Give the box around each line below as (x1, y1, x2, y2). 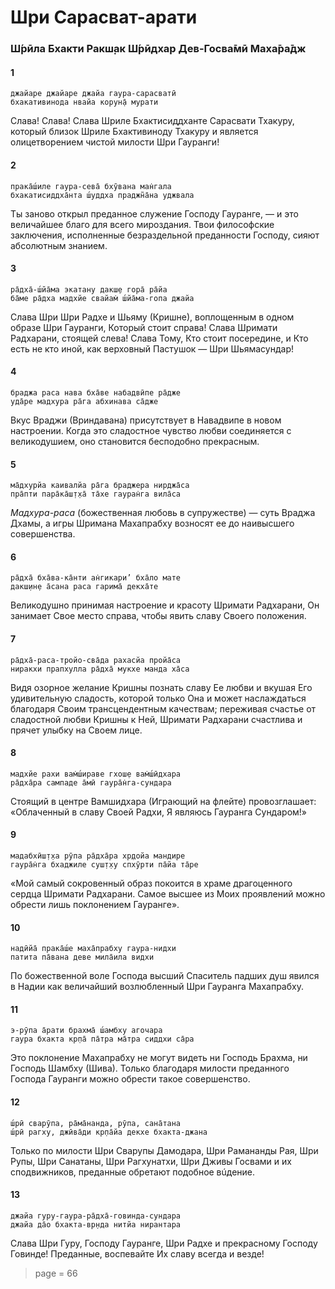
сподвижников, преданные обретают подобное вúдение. (10, 1166, 256, 1178)
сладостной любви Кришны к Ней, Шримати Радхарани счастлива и (10, 713, 303, 725)
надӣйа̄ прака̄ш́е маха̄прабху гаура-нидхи (10, 944, 177, 954)
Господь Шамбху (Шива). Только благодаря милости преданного (10, 1062, 290, 1075)
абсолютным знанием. (10, 239, 108, 251)
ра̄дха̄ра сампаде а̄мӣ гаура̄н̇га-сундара (10, 777, 172, 788)
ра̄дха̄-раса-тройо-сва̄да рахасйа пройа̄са (10, 655, 182, 665)
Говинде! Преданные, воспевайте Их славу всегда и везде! (10, 1247, 265, 1260)
